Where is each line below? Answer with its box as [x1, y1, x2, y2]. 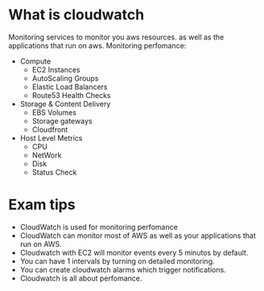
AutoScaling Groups [31, 73, 99, 83]
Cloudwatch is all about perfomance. [19, 273, 142, 283]
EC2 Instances [31, 64, 80, 74]
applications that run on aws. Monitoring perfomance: [8, 40, 187, 50]
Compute [19, 56, 52, 66]
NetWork [31, 150, 62, 160]
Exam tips [8, 195, 76, 214]
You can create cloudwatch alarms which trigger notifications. [19, 264, 227, 274]
